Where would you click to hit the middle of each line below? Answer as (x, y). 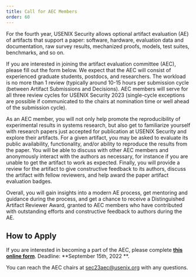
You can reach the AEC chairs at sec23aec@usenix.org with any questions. (97, 268)
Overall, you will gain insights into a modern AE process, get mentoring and (97, 192)
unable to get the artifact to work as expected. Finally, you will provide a (93, 163)
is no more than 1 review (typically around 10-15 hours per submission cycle (97, 82)
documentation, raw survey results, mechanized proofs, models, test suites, (98, 46)
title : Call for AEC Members (42, 11)
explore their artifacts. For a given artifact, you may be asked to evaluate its (97, 137)
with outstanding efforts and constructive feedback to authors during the (94, 211)
